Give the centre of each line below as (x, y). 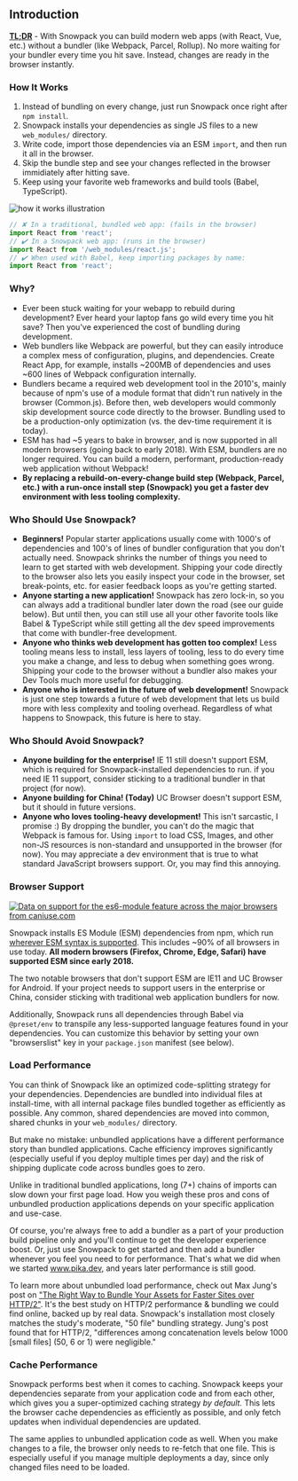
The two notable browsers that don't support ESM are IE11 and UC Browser (146, 978)
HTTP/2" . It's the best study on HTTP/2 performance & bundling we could (144, 1304)
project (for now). (54, 788)
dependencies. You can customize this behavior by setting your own (134, 1033)
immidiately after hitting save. (76, 173)
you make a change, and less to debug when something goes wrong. (148, 661)
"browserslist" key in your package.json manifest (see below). (122, 1042)
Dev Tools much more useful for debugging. (102, 680)
